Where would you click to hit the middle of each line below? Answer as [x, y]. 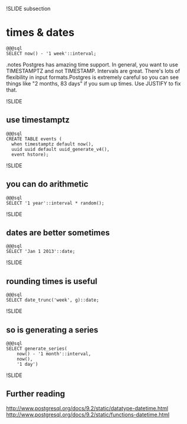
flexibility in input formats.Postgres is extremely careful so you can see [93, 77]
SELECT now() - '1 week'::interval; [51, 53]
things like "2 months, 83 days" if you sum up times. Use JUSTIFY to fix [93, 83]
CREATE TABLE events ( [34, 139]
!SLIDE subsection [28, 9]
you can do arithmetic [47, 184]
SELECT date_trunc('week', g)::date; [53, 300]
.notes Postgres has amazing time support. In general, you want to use [92, 64]
